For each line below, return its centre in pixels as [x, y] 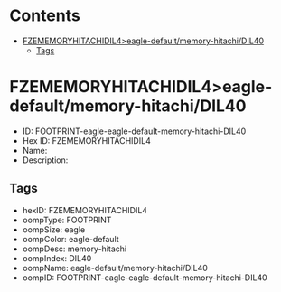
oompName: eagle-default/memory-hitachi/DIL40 [115, 268]
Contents [45, 16]
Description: [45, 160]
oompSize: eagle [54, 229]
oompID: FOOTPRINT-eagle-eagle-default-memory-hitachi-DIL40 [145, 278]
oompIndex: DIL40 [57, 258]
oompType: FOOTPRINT [67, 220]
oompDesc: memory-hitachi [75, 249]
